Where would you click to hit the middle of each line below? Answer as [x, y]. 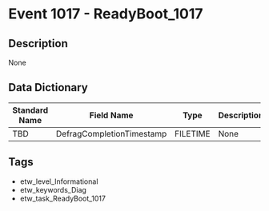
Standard [30, 110]
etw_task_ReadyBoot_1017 [63, 198]
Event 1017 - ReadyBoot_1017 [106, 14]
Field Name [111, 115]
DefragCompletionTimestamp [111, 133]
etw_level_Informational [59, 181]
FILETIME [193, 133]
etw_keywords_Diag [53, 189]
